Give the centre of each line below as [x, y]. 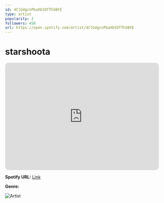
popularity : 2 [20, 19]
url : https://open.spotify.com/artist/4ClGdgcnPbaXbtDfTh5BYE [70, 28]
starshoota [28, 52]
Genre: [12, 186]
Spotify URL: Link [23, 177]
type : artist [18, 14]
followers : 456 [20, 23]
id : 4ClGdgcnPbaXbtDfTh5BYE [34, 10]
